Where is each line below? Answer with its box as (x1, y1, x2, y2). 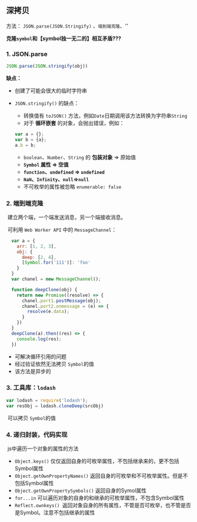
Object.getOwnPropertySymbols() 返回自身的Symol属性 (14, 487, 147, 494)
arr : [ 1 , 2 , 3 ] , (16, 243, 57, 249)
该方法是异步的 (14, 367, 51, 375)
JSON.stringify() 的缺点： (14, 99, 79, 107)
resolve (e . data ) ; (27, 308, 69, 315)
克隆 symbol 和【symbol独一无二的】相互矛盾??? (6, 35, 122, 42)
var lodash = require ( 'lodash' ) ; (6, 397, 88, 403)
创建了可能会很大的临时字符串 (14, 87, 87, 94)
